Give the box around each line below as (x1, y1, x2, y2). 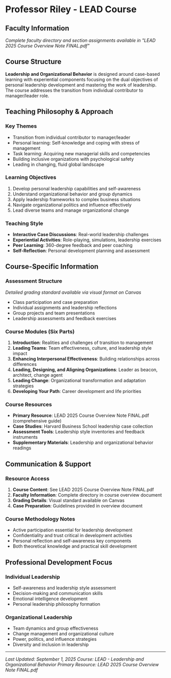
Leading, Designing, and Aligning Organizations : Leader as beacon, (12, 366, 158, 373)
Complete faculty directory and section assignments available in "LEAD (5, 37, 156, 43)
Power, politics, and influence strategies (12, 636, 97, 642)
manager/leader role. (5, 93, 49, 99)
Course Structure (5, 58, 62, 66)
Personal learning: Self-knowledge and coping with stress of (12, 139, 140, 146)
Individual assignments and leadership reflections (12, 304, 117, 310)
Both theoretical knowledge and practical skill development (12, 543, 137, 549)
